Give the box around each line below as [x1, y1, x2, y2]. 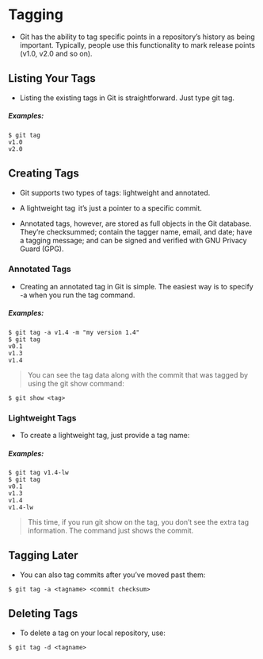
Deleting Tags [8, 607, 78, 621]
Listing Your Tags [8, 72, 97, 85]
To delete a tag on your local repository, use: [19, 628, 166, 638]
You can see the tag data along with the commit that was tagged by [27, 370, 248, 379]
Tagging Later [8, 549, 78, 562]
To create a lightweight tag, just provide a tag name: [19, 431, 190, 440]
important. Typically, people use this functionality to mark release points [19, 40, 256, 49]
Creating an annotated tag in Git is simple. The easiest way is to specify [19, 281, 253, 291]
